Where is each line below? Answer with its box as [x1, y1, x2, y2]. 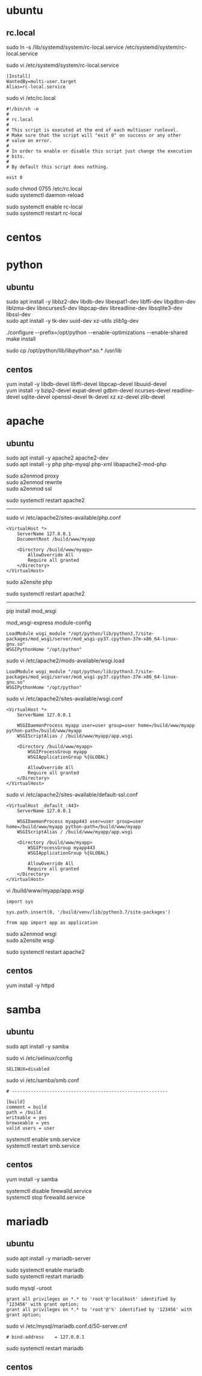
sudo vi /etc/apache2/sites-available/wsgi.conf [6, 695, 123, 702]
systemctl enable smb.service [6, 1136, 81, 1143]
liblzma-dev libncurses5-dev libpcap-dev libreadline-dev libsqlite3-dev [6, 305, 183, 312]
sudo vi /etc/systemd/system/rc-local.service [6, 61, 119, 69]
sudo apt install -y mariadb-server [6, 1254, 91, 1262]
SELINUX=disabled [6, 1066, 50, 1072]
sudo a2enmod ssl [6, 485, 52, 492]
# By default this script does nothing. [6, 164, 109, 170]
